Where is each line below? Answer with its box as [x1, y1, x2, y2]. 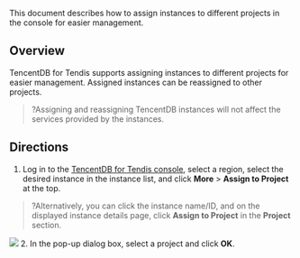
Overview [9, 43, 66, 59]
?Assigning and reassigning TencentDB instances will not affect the [31, 104, 281, 115]
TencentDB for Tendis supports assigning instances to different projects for [9, 67, 289, 78]
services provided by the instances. [31, 113, 165, 124]
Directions [9, 140, 69, 155]
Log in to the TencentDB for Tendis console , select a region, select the [22, 163, 284, 174]
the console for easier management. [9, 17, 144, 28]
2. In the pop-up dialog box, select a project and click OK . [20, 238, 235, 249]
